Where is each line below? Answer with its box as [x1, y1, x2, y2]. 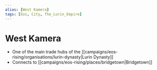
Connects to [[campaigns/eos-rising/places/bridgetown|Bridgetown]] [12, 59, 153, 65]
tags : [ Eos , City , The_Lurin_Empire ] [5, 12, 82, 17]
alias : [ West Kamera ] [5, 7, 49, 12]
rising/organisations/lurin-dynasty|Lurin [12, 54, 93, 60]
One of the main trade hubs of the [12, 49, 81, 55]
